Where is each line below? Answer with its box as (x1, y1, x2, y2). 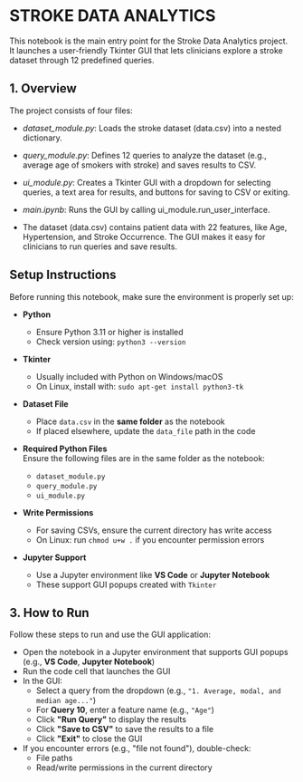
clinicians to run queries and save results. (22, 241, 178, 252)
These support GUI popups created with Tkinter (35, 579, 217, 590)
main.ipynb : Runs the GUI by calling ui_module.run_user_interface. (22, 204, 270, 215)
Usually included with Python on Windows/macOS (35, 371, 223, 381)
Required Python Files (22, 443, 108, 454)
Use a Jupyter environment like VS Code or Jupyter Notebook (35, 569, 270, 580)
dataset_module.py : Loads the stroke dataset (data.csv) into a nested (22, 122, 282, 133)
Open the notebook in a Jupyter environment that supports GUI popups (22, 647, 289, 658)
